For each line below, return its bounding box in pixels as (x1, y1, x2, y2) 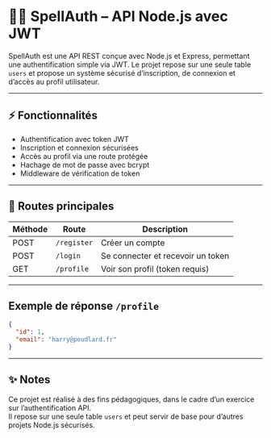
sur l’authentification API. (8, 403, 92, 412)
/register (55, 238, 94, 247)
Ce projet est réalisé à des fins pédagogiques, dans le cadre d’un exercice (8, 394, 255, 404)
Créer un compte (100, 237, 165, 248)
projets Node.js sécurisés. (8, 419, 95, 430)
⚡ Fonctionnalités (8, 109, 98, 123)
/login (55, 251, 81, 261)
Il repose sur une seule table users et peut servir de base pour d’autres (8, 411, 244, 421)
